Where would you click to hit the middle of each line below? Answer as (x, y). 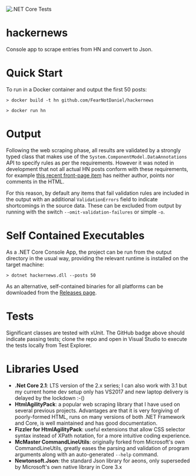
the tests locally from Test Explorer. (49, 345)
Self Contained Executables (75, 235)
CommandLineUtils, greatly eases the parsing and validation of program (102, 448)
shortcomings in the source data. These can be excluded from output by (94, 205)
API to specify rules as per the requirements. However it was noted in (90, 163)
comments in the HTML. (35, 181)
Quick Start (34, 73)
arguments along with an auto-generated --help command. (87, 454)
